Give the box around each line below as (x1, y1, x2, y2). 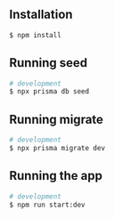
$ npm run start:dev (9, 200, 86, 209)
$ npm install (9, 30, 62, 39)
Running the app (9, 168, 102, 183)
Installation (9, 7, 73, 22)
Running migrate (9, 111, 104, 127)
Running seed (9, 55, 88, 70)
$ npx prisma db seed (9, 87, 90, 96)
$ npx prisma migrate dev (9, 143, 105, 152)
